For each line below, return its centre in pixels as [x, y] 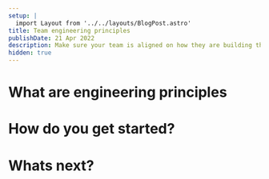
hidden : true [30, 53]
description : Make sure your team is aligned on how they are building [130, 46]
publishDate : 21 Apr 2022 [51, 38]
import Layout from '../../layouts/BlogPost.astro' [104, 23]
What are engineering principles [118, 92]
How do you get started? [92, 129]
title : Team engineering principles [69, 30]
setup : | [23, 16]
